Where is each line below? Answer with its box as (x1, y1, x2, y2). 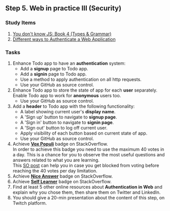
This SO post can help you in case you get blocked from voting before (12, 162, 159, 168)
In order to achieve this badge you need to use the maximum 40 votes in (12, 146, 164, 152)
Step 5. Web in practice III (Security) (5, 4, 122, 13)
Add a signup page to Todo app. (20, 65, 89, 71)
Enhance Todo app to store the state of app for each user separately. (12, 87, 158, 93)
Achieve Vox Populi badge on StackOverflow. (12, 141, 108, 147)
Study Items (5, 19, 36, 26)
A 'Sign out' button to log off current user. (20, 124, 108, 131)
